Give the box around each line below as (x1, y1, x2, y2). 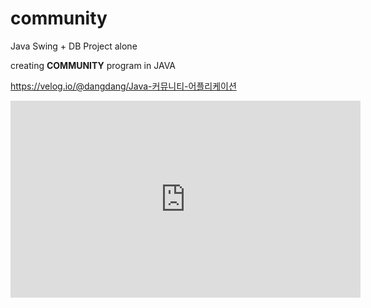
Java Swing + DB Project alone (10, 40, 138, 52)
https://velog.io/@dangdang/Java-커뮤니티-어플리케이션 (10, 80, 237, 92)
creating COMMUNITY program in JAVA (10, 59, 176, 71)
